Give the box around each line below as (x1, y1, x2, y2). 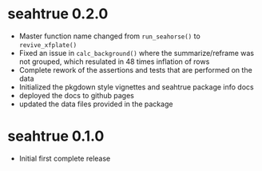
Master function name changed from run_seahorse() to (18, 31, 200, 41)
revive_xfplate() (18, 41, 77, 49)
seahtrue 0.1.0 (7, 127, 105, 145)
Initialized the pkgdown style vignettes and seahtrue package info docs (18, 82, 254, 92)
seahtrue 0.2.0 (7, 5, 109, 23)
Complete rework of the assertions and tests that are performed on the (18, 65, 252, 74)
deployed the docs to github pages (18, 90, 135, 100)
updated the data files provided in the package (18, 99, 173, 109)
